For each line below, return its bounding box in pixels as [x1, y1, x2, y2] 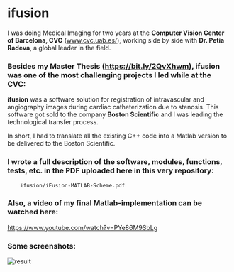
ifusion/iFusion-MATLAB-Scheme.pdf [20, 182, 126, 189]
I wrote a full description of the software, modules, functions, [7, 157, 223, 167]
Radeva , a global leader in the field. [7, 43, 111, 52]
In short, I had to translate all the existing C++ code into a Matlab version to [7, 131, 228, 140]
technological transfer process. [7, 118, 99, 126]
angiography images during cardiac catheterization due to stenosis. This [7, 103, 219, 111]
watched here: [7, 207, 59, 217]
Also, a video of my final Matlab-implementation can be [7, 198, 202, 208]
